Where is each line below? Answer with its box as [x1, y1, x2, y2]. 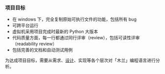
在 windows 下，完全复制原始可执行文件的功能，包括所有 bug [12, 16, 137, 23]
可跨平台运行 [12, 23, 38, 28]
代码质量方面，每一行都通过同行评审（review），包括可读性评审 [12, 35, 140, 41]
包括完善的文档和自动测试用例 [12, 47, 73, 53]
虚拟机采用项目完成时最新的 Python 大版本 [12, 28, 98, 35]
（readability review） [12, 41, 57, 47]
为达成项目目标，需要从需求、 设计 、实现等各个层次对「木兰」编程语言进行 [5, 57, 156, 63]
